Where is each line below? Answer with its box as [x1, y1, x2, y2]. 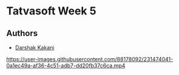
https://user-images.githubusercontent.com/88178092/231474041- [6, 56, 174, 62]
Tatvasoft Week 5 [6, 4, 97, 18]
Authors [6, 28, 38, 38]
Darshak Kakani [15, 44, 54, 51]
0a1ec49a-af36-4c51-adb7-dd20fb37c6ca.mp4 [6, 62, 126, 69]
